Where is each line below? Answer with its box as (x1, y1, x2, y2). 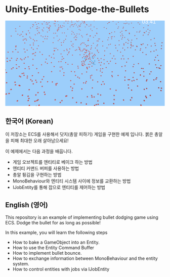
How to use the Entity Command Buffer (12, 245, 95, 251)
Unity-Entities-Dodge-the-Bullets (5, 4, 149, 15)
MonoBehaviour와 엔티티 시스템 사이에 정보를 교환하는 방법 (12, 178, 131, 184)
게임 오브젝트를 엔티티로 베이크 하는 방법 (12, 159, 93, 165)
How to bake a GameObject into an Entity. (12, 239, 100, 246)
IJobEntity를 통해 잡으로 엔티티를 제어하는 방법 (12, 184, 105, 191)
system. (12, 261, 29, 267)
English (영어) (5, 201, 48, 209)
